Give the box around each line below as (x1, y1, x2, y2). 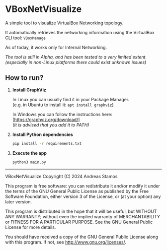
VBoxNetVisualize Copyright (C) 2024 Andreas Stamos (5, 173, 118, 179)
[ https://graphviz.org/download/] (12, 117, 80, 123)
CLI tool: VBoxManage (5, 35, 46, 41)
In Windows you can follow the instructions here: (12, 111, 113, 117)
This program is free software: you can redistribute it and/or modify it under (5, 183, 160, 189)
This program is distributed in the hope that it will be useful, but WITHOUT (5, 208, 157, 214)
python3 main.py (12, 160, 46, 165)
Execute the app (12, 150, 47, 156)
